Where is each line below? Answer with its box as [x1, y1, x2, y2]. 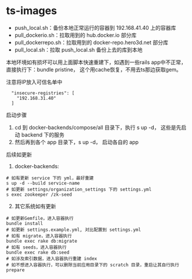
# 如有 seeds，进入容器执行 [6, 244, 67, 250]
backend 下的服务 [21, 131, 65, 138]
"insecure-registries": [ [11, 90, 75, 96]
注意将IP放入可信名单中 [6, 78, 63, 86]
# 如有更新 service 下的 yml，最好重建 [6, 175, 94, 181]
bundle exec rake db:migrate [6, 238, 78, 244]
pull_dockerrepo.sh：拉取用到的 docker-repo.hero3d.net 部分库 [14, 39, 169, 46]
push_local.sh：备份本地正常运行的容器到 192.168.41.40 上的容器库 [14, 24, 176, 31]
